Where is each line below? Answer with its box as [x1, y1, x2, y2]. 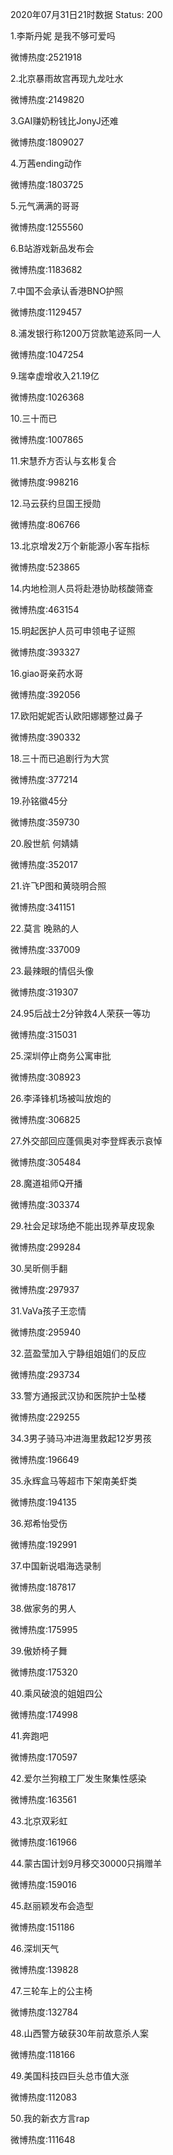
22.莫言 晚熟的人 [10, 923, 80, 934]
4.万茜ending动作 [10, 158, 82, 169]
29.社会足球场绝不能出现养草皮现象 [10, 1220, 155, 1232]
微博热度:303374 [10, 1199, 80, 1210]
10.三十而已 [10, 413, 58, 424]
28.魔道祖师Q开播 [10, 1178, 83, 1189]
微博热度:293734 [10, 1369, 81, 1380]
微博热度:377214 [10, 774, 79, 785]
